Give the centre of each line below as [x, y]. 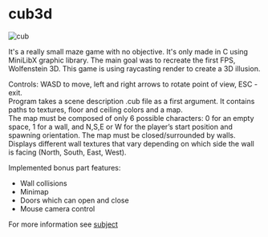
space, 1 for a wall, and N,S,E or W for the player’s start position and [120, 127]
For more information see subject [63, 224]
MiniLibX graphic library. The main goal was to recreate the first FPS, [122, 60]
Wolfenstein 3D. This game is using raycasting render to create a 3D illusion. [134, 68]
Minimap [35, 191]
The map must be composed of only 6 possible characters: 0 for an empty [131, 118]
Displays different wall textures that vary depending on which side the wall [131, 143]
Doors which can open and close [75, 200]
